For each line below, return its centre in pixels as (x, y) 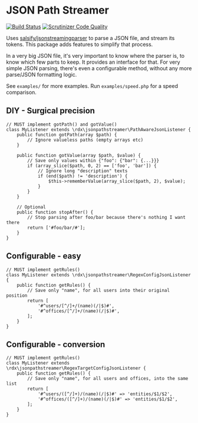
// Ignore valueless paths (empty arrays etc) (85, 140)
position (17, 296)
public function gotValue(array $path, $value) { (79, 155)
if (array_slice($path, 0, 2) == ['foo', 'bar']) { (92, 166)
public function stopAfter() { (55, 212)
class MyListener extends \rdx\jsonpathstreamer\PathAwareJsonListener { (99, 129)
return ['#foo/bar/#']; (56, 228)
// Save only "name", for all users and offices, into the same (108, 379)
